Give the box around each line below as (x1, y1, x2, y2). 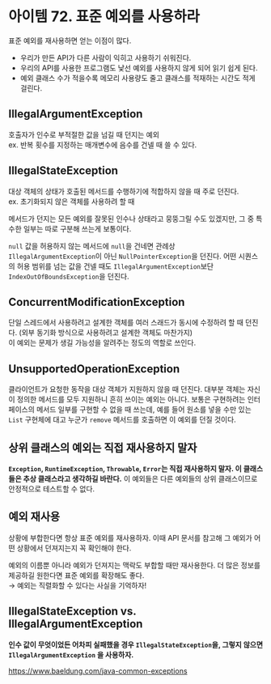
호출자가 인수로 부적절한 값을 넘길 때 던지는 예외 (8, 130, 160, 139)
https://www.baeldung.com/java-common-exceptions (8, 665, 188, 676)
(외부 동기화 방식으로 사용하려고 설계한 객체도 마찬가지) (19, 328, 193, 338)
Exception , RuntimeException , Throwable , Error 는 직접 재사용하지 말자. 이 (8, 464, 243, 474)
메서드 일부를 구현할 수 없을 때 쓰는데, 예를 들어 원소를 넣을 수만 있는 (36, 405, 252, 414)
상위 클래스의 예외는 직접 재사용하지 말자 (8, 440, 197, 454)
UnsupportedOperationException (8, 362, 180, 376)
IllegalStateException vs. (8, 605, 137, 618)
